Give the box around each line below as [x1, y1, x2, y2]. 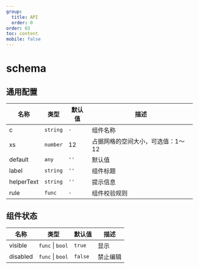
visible [9, 241, 28, 249]
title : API [11, 14, 38, 20]
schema [6, 62, 47, 75]
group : [6, 8, 23, 15]
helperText [9, 178, 39, 185]
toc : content [6, 31, 38, 37]
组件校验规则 [91, 189, 128, 197]
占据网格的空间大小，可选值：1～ [91, 137, 185, 145]
